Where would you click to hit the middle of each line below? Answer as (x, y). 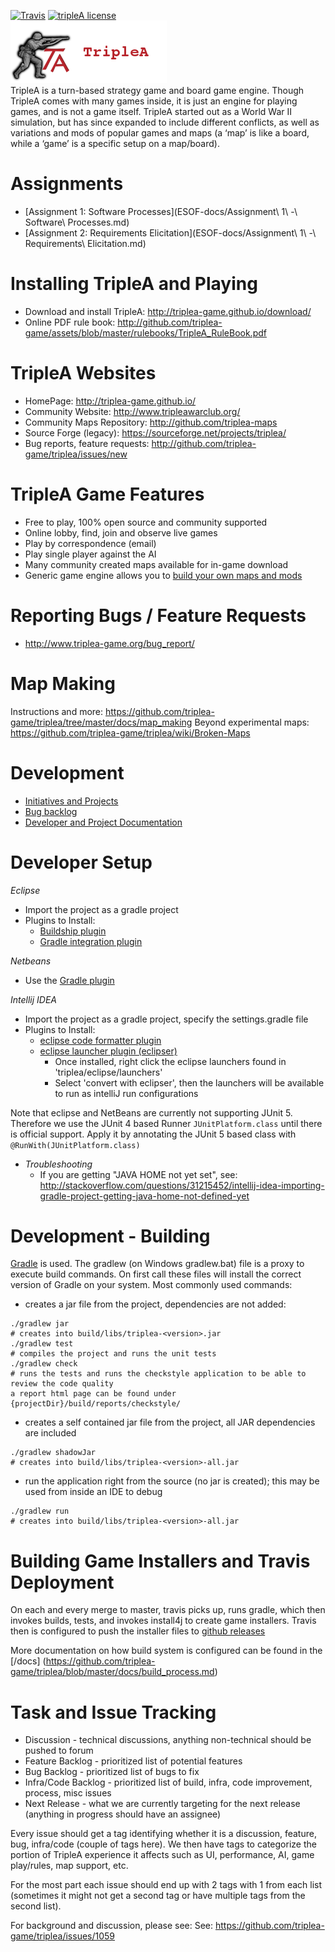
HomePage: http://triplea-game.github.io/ (110, 401)
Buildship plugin (73, 931)
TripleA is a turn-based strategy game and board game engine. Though (157, 90)
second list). (36, 1906)
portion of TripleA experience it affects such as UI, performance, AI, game (162, 1855)
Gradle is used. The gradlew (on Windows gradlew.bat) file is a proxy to (157, 1264)
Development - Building (110, 1236)
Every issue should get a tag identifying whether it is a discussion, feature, (163, 1834)
